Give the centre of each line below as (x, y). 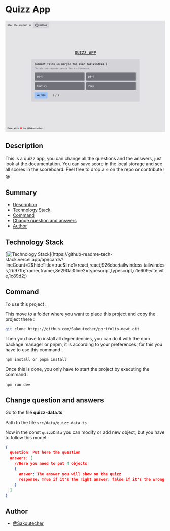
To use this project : (26, 304)
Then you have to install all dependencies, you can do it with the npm (78, 338)
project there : (20, 319)
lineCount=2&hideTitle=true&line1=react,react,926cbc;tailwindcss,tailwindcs (85, 265)
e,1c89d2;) (16, 276)
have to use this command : (34, 349)
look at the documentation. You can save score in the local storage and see (84, 164)
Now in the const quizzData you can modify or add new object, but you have (85, 432)
